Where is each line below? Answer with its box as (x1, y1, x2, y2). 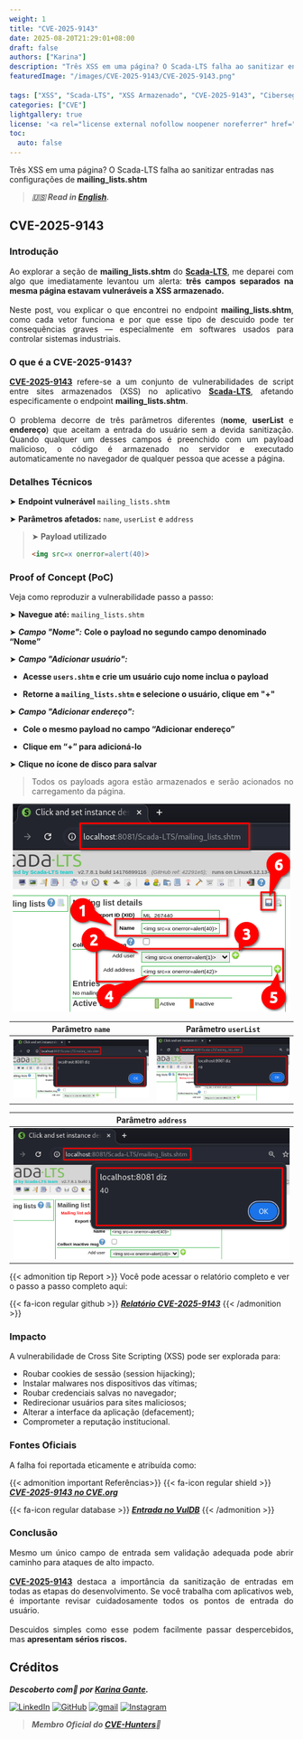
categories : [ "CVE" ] (9, 100, 87, 109)
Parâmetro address (115, 1114, 188, 1125)
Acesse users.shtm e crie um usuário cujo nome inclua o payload (22, 672, 269, 682)
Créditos (9, 1659, 60, 1676)
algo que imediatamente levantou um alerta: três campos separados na (9, 276, 295, 287)
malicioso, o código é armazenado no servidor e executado (9, 443, 294, 454)
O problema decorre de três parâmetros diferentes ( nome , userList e (9, 414, 294, 425)
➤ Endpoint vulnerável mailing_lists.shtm (9, 496, 170, 507)
